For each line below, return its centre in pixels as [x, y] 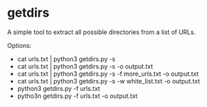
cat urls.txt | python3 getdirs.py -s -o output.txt [85, 66]
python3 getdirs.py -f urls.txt [59, 88]
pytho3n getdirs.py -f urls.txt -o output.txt [77, 96]
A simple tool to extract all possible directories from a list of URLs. [101, 32]
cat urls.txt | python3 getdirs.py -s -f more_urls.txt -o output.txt [108, 74]
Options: [19, 45]
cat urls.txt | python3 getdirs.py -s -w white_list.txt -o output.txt [108, 81]
